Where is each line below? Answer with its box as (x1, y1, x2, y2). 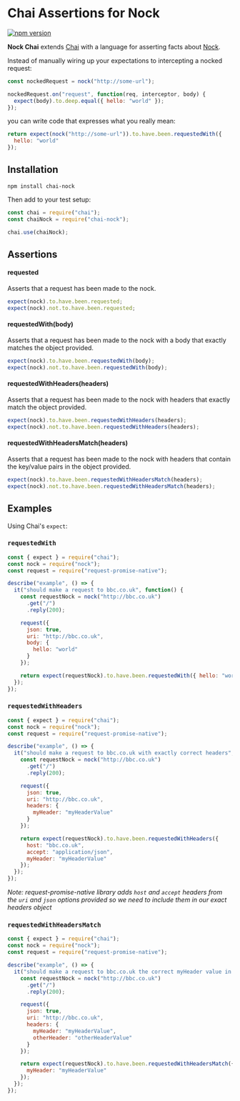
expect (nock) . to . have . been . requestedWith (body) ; (7, 357, 155, 365)
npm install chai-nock (7, 182, 75, 190)
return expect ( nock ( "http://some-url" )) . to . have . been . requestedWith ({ (7, 131, 222, 138)
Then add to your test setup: (7, 195, 91, 204)
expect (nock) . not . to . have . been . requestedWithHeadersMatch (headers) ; (7, 482, 216, 490)
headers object (7, 903, 52, 912)
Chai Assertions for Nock (7, 5, 160, 21)
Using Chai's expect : (7, 522, 68, 530)
